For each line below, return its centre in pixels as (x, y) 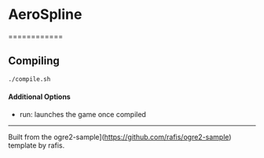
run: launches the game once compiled (83, 114)
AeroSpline (45, 15)
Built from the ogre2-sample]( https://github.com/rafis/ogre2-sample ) (120, 137)
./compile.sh (29, 79)
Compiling (34, 61)
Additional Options (39, 97)
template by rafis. (37, 145)
